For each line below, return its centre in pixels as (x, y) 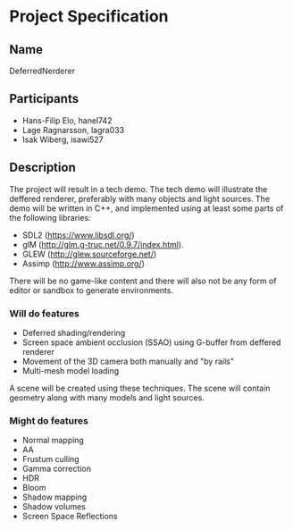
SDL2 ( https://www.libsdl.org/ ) (79, 235)
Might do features (49, 420)
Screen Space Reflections (70, 517)
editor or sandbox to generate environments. (92, 290)
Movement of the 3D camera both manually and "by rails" (128, 361)
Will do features (45, 313)
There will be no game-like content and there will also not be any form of (143, 281)
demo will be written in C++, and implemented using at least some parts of (146, 208)
